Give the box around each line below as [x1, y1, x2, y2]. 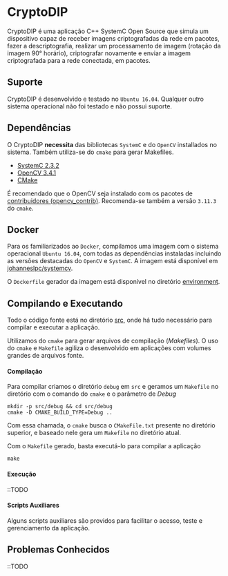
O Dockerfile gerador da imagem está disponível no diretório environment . [7, 278, 220, 286]
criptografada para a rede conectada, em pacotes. [7, 56, 151, 64]
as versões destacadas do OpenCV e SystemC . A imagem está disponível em [7, 257, 218, 265]
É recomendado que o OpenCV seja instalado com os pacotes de [7, 189, 193, 198]
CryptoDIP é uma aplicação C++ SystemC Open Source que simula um [7, 27, 209, 35]
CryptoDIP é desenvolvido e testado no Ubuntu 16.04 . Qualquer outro [7, 95, 204, 103]
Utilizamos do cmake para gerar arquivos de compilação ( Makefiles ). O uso [7, 336, 219, 345]
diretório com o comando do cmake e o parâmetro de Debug [7, 390, 177, 398]
